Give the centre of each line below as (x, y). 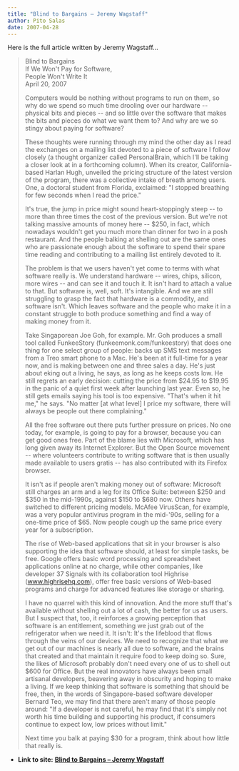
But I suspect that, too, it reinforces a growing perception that (115, 618)
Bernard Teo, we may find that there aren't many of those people (120, 702)
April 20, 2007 (46, 84)
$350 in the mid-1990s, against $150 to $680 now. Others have (118, 500)
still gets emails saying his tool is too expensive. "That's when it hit (123, 396)
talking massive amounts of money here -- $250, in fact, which (117, 224)
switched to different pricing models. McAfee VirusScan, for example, (127, 507)
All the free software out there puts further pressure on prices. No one (128, 425)
